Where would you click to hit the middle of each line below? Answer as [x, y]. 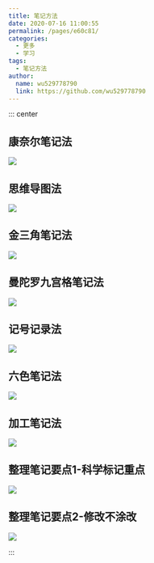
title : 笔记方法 [33, 16]
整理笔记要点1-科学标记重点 [77, 470]
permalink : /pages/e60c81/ [54, 31]
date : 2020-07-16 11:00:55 [54, 23]
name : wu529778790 [47, 83]
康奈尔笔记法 [40, 141]
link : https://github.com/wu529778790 [81, 91]
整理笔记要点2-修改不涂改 [73, 517]
